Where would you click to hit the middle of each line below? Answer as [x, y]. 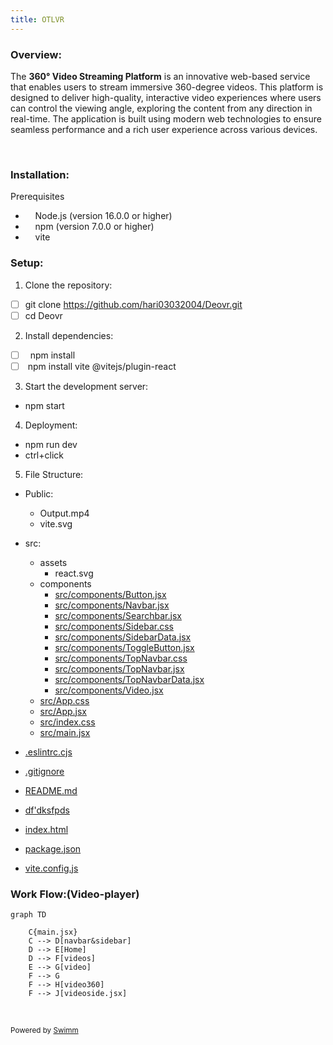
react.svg [74, 573]
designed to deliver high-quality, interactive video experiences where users [166, 97]
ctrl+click [44, 455]
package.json [53, 848]
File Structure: [54, 474]
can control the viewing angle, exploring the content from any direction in [161, 108]
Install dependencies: [69, 335]
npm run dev [51, 444]
